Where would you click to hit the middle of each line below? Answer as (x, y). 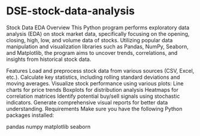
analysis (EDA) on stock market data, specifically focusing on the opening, (98, 33)
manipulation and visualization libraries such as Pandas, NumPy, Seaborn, (97, 47)
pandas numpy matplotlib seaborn (49, 126)
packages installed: (30, 115)
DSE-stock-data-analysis (70, 11)
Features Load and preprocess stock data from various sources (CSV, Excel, (100, 70)
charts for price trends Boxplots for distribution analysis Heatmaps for (92, 89)
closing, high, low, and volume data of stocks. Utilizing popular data (90, 40)
